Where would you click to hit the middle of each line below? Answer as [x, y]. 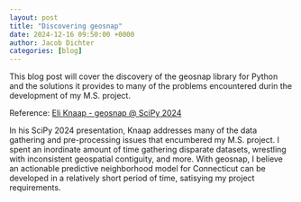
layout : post [34, 18]
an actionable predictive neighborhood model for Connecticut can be [137, 169]
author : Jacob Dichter [52, 43]
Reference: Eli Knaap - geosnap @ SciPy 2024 [96, 113]
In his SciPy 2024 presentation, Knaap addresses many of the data [133, 130]
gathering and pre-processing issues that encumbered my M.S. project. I [145, 140]
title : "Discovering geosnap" [66, 26]
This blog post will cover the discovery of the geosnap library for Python [144, 76]
